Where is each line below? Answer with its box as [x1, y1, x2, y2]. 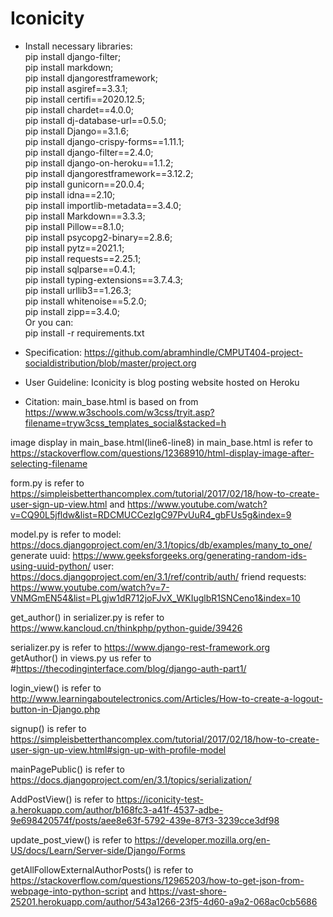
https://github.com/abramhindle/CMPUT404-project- [84, 346, 303, 358]
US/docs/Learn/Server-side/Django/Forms [10, 844, 186, 856]
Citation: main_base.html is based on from [24, 395, 199, 407]
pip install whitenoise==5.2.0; [24, 295, 147, 307]
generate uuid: [10, 549, 71, 561]
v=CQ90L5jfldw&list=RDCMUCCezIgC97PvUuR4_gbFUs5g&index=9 [10, 508, 292, 521]
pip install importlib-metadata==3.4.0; [24, 199, 182, 211]
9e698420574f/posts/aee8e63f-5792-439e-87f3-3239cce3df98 [10, 814, 280, 826]
